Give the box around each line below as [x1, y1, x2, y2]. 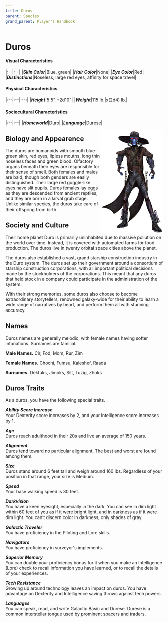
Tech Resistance [5, 580, 41, 586]
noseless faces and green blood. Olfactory [5, 158, 94, 164]
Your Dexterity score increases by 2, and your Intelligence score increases [5, 412, 159, 419]
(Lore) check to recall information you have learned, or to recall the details [5, 565, 158, 571]
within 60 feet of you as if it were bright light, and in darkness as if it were [5, 509, 157, 515]
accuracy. [5, 307, 26, 313]
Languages [5, 600, 30, 606]
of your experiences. [5, 570, 49, 576]
